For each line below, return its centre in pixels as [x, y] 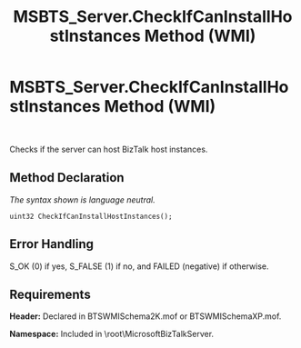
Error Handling [51, 244]
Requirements [50, 294]
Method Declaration [67, 178]
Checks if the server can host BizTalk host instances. [109, 149]
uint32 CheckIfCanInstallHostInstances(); [91, 216]
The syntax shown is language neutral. [83, 199]
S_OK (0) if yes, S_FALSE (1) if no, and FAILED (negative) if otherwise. [139, 266]
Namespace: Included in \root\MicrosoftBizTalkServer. [112, 334]
